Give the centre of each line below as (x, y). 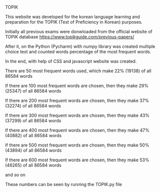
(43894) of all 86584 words (33, 150)
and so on (15, 175)
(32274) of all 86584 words (33, 106)
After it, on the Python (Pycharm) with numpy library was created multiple (80, 46)
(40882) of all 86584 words (33, 135)
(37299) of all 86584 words (33, 120)
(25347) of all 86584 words (33, 91)
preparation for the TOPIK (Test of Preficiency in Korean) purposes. (74, 22)
